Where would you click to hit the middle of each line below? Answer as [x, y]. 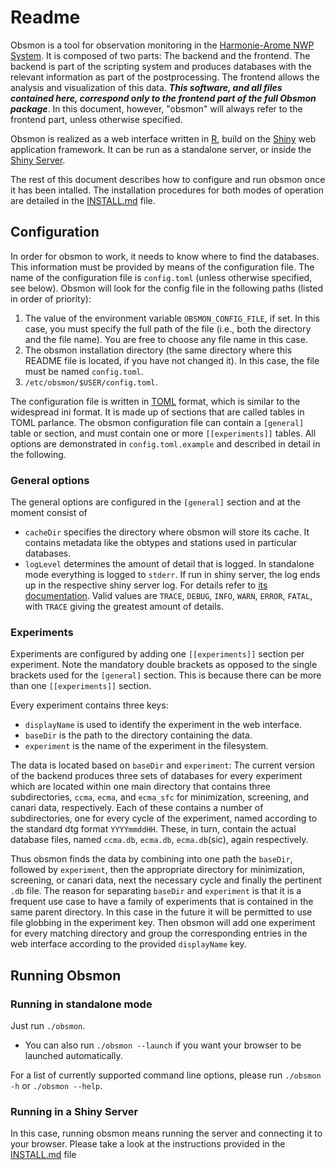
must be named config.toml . [84, 371]
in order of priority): [51, 298]
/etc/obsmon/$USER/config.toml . [91, 382]
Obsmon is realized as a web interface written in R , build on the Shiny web [163, 138]
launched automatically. [73, 1056]
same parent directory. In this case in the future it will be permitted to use [161, 912]
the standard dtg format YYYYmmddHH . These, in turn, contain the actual [153, 829]
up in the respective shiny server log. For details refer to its [146, 585]
